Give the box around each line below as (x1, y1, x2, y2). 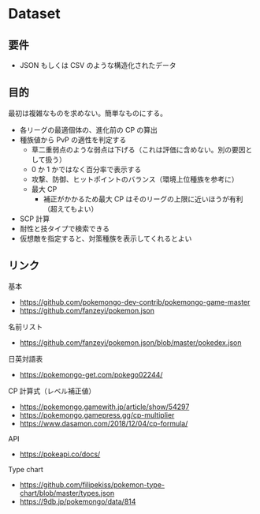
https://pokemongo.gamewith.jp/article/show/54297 (19, 402, 190, 411)
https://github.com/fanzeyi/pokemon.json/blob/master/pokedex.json (19, 337, 242, 347)
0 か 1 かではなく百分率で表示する (31, 164, 142, 174)
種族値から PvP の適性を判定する (19, 135, 127, 144)
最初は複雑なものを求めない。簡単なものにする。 (8, 108, 168, 118)
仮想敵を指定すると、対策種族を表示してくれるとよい (19, 234, 192, 243)
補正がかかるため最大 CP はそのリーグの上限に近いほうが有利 (43, 194, 243, 204)
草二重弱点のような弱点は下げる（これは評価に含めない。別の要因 (31, 144, 246, 154)
